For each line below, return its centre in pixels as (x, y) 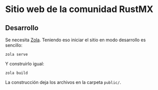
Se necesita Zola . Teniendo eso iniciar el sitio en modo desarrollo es (75, 40)
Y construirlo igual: (25, 64)
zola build (17, 73)
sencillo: (14, 45)
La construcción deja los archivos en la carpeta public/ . (63, 82)
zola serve (17, 54)
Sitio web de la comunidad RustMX (79, 9)
